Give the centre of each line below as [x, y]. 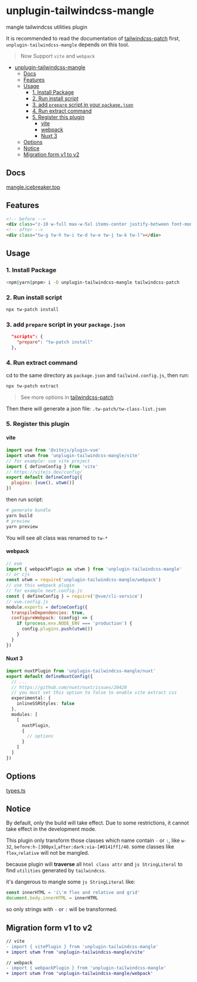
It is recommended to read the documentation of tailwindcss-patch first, [93, 38]
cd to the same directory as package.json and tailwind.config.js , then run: [98, 376]
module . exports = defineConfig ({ [47, 607]
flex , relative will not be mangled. [48, 853]
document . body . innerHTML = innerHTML [52, 898]
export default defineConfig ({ [44, 478]
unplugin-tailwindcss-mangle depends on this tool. [68, 45]
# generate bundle [28, 510]
